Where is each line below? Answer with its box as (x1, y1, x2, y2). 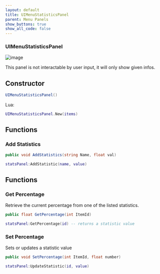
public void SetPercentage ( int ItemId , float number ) (5, 255, 122, 260)
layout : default (5, 7, 39, 13)
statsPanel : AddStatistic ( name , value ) (5, 161, 87, 166)
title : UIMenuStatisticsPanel (5, 12, 69, 17)
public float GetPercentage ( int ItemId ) (5, 212, 92, 217)
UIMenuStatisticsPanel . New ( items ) (5, 112, 78, 117)
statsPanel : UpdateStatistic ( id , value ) (5, 264, 90, 269)
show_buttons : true (5, 21, 47, 27)
